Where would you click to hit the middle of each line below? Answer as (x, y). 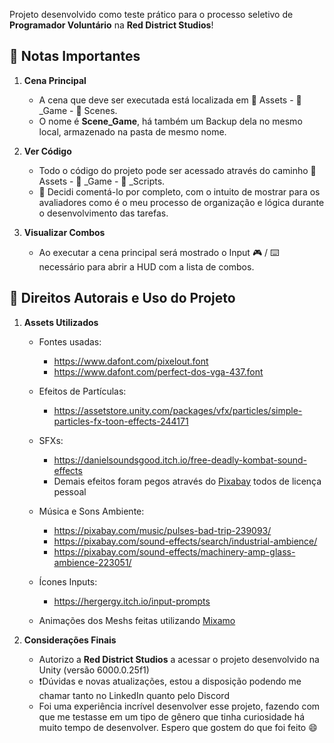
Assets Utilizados (61, 322)
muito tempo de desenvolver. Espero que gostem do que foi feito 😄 (178, 727)
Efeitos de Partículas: (82, 391)
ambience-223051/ (92, 562)
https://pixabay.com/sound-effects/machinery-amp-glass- (174, 551)
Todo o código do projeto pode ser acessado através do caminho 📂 (177, 170)
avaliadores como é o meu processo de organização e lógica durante (181, 202)
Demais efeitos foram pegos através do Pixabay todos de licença (187, 481)
